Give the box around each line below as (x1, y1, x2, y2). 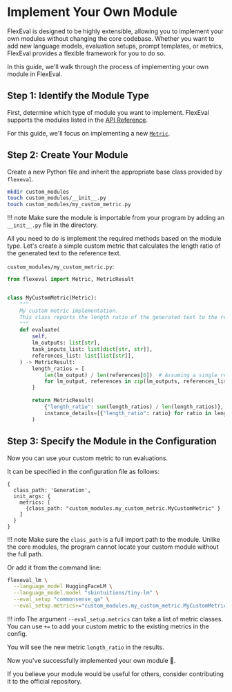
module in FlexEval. (7, 70, 63, 78)
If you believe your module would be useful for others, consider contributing (7, 669, 224, 678)
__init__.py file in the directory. (7, 221, 99, 229)
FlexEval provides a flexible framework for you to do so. (7, 49, 166, 57)
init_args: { (13, 493, 51, 500)
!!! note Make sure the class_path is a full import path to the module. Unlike (7, 535, 220, 543)
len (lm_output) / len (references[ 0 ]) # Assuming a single (43, 372, 217, 379)
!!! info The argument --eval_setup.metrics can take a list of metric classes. (7, 614, 223, 623)
